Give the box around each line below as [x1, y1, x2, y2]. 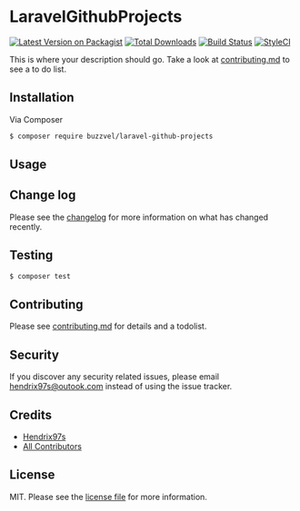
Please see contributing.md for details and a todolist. [9, 320, 207, 332]
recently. [9, 221, 43, 232]
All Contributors [22, 440, 82, 451]
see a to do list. [9, 64, 66, 74]
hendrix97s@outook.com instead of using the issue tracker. [9, 381, 233, 392]
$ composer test [9, 271, 71, 280]
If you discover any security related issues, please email [9, 371, 220, 382]
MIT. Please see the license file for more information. [9, 491, 207, 502]
